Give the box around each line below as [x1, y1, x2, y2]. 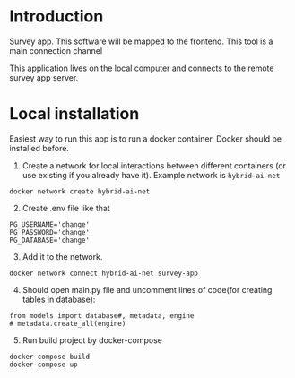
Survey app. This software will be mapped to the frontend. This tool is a [9, 36, 273, 47]
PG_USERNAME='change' [9, 219, 91, 229]
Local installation [9, 104, 140, 125]
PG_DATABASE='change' [9, 236, 91, 245]
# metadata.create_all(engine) [9, 319, 126, 328]
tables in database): [22, 294, 96, 305]
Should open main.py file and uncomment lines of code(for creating [22, 284, 273, 295]
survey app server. [9, 72, 79, 82]
